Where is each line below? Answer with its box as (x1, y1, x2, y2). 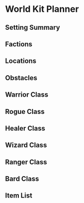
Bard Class (5, 175, 40, 183)
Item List (5, 192, 33, 200)
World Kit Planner (5, 3, 79, 15)
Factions (5, 40, 33, 48)
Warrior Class (5, 91, 48, 99)
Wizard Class (5, 141, 47, 150)
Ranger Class (5, 157, 47, 166)
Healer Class (5, 124, 45, 132)
